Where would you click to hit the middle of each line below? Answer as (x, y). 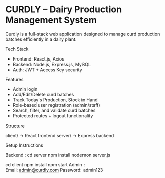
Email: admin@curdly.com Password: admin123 (54, 170)
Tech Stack (17, 49)
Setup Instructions (24, 145)
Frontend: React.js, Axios (38, 58)
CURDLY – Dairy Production (64, 9)
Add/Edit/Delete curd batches (43, 94)
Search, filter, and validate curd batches (54, 110)
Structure (15, 126)
